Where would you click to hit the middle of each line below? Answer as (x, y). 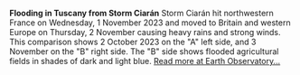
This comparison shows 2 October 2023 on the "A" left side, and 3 (133, 42)
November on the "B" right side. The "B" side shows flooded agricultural (144, 52)
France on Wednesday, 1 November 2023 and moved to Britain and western (150, 23)
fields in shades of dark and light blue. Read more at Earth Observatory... (145, 61)
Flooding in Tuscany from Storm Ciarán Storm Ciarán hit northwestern (141, 13)
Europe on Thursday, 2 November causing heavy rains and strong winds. (145, 32)
